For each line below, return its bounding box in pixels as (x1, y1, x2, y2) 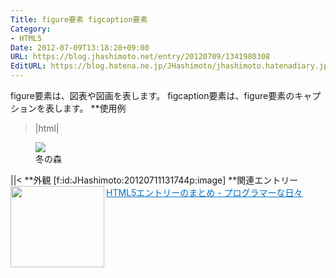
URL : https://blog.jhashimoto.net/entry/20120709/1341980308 (10, 52, 271, 62)
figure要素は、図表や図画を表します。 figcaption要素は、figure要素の (10, 90, 295, 101)
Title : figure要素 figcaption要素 (10, 14, 148, 25)
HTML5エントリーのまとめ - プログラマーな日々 (106, 187, 303, 198)
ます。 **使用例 (62, 102, 127, 114)
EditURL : (10, 61, 47, 71)
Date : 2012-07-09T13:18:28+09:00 (10, 42, 150, 53)
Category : (10, 24, 52, 34)
